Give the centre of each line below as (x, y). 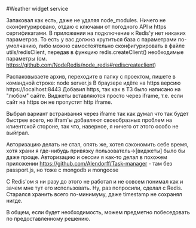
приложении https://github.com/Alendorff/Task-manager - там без (89, 163)
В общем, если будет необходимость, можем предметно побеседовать (98, 212)
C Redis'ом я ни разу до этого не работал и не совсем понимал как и (95, 181)
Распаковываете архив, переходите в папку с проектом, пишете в (91, 76)
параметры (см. (27, 58)
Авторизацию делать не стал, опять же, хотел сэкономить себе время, (97, 144)
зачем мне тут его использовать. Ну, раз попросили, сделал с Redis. (94, 188)
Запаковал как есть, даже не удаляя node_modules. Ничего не (86, 20)
